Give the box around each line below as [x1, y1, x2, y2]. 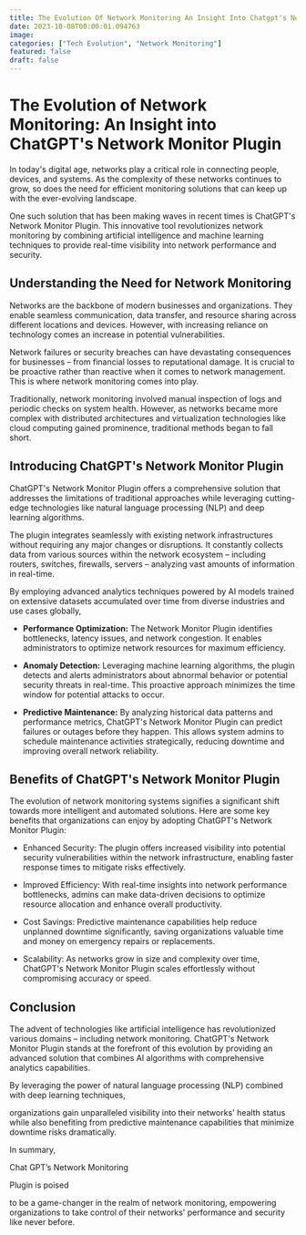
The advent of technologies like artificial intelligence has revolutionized [9, 1024, 276, 1034]
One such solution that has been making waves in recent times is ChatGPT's [9, 211, 296, 221]
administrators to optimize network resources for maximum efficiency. [22, 642, 287, 653]
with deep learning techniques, [9, 1090, 126, 1101]
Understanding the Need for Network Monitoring [9, 275, 292, 292]
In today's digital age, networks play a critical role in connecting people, [9, 163, 280, 174]
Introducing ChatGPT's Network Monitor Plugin [9, 458, 284, 474]
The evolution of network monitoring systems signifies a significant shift [9, 796, 280, 807]
